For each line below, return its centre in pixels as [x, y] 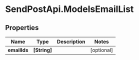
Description [71, 42]
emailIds [18, 50]
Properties [22, 28]
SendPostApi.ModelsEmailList [69, 9]
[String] [43, 50]
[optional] [101, 50]
